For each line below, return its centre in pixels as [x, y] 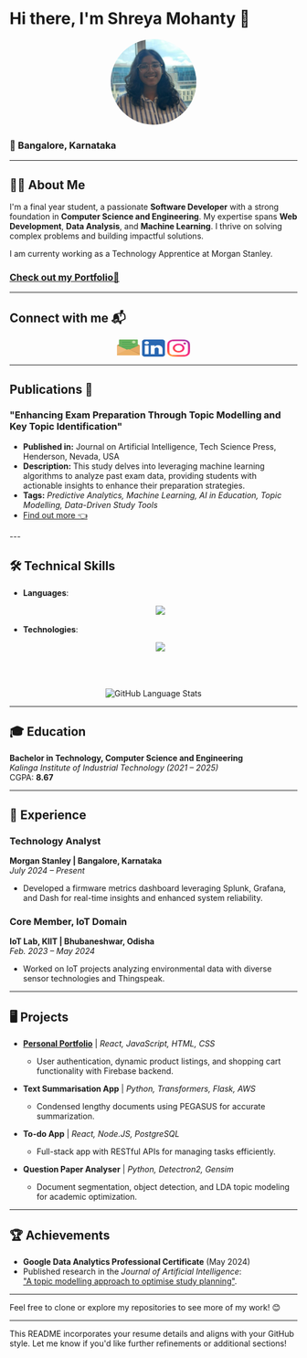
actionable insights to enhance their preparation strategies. [133, 485]
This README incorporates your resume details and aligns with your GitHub [152, 1334]
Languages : [46, 592]
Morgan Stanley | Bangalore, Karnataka [86, 861]
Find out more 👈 [55, 515]
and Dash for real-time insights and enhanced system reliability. [143, 898]
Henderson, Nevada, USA [71, 456]
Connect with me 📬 [68, 318]
